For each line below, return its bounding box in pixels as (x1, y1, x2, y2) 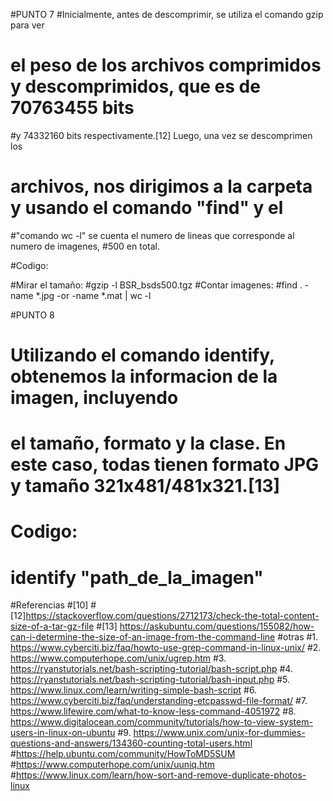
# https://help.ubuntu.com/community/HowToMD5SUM (10, 748, 236, 760)
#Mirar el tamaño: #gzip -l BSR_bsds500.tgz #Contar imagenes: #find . (10, 279, 303, 291)
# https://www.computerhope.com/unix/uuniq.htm (10, 759, 216, 771)
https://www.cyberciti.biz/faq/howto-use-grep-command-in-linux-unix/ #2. (10, 642, 322, 654)
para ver (10, 19, 45, 31)
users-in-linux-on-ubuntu (10, 727, 116, 739)
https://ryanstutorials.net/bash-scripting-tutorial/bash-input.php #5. (10, 674, 291, 686)
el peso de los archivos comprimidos (10, 54, 322, 77)
